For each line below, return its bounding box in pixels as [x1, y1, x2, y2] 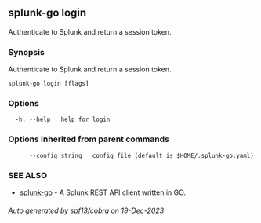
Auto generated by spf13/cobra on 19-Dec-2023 [8, 206, 165, 215]
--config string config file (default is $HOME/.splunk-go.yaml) [28, 152, 255, 159]
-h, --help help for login [15, 115, 111, 124]
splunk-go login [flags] [8, 80, 89, 88]
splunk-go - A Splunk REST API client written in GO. [19, 188, 187, 197]
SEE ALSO [8, 170, 48, 181]
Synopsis [8, 46, 45, 57]
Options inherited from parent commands [8, 133, 170, 144]
